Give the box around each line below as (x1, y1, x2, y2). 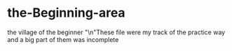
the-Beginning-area (7, 5, 125, 21)
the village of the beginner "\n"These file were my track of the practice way (7, 28, 226, 36)
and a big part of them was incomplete (7, 35, 119, 43)
